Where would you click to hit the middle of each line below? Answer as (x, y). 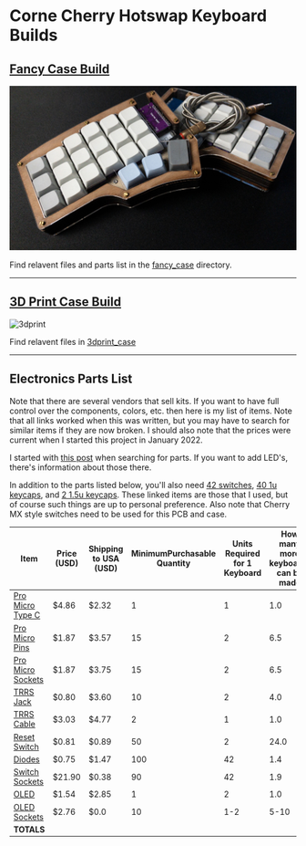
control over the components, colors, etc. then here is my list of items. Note (151, 411)
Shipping (106, 548)
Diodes (27, 759)
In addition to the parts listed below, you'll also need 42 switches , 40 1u (143, 485)
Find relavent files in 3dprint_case (73, 341)
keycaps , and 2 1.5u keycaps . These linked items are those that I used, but (149, 495)
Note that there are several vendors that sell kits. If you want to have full (144, 401)
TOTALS (29, 829)
